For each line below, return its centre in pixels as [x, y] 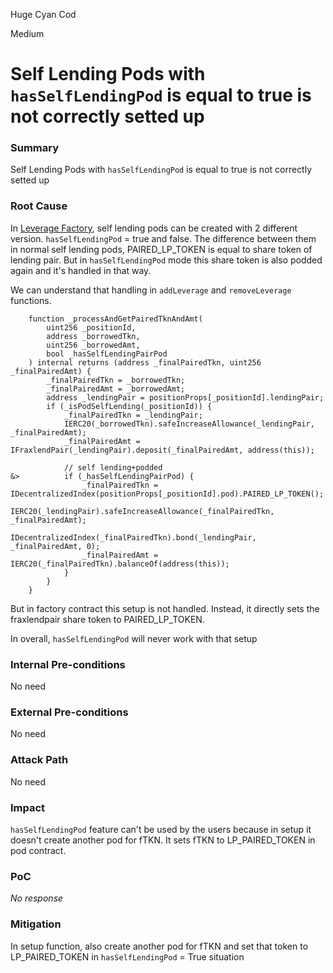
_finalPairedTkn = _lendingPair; [133, 415]
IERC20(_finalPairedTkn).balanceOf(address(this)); [120, 564]
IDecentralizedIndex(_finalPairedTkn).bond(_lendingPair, [133, 537]
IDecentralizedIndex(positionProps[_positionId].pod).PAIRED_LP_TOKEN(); [167, 494]
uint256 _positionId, [91, 327]
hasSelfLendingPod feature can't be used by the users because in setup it [161, 829]
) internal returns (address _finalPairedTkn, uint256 [145, 362]
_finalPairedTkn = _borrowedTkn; [116, 380]
